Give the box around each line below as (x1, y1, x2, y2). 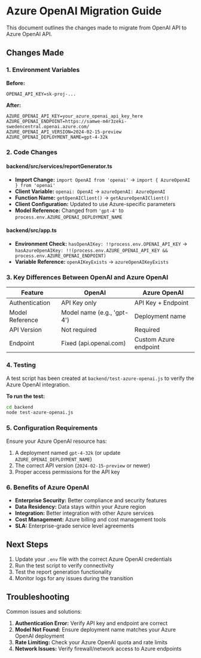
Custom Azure (134, 336, 175, 344)
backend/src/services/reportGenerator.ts (6, 163, 112, 170)
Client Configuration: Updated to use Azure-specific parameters (14, 200, 176, 207)
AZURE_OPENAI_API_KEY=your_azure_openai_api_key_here (6, 113, 144, 119)
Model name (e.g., (61, 309, 112, 317)
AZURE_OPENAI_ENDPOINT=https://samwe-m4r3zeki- (6, 118, 127, 124)
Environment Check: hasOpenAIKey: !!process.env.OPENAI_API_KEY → (14, 240, 188, 247)
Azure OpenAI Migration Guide (6, 4, 162, 18)
